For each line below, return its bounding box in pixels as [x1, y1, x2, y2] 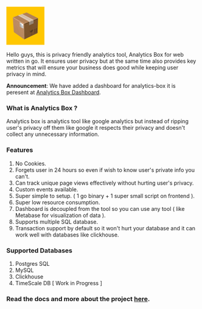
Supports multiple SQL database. [15, 218, 99, 226]
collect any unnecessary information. [6, 130, 99, 138]
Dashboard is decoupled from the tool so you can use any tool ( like [15, 205, 185, 212]
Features [6, 146, 33, 154]
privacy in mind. [6, 71, 47, 77]
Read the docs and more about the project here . [6, 294, 150, 303]
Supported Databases [6, 246, 73, 255]
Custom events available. [15, 185, 78, 193]
